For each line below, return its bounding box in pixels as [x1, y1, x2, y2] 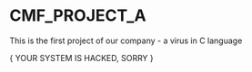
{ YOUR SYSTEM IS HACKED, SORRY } [9, 52, 154, 63]
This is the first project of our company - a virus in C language [9, 35, 243, 46]
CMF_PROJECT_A [9, 5, 147, 26]
